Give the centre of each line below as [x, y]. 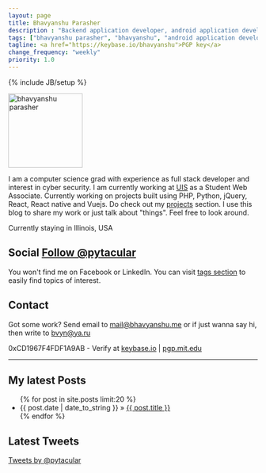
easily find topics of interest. [55, 280]
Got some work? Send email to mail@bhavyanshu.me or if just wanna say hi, [133, 324]
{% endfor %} [42, 416]
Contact [28, 305]
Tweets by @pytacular [45, 460]
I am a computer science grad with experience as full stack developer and [129, 178]
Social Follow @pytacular [72, 253]
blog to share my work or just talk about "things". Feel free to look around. [129, 212]
